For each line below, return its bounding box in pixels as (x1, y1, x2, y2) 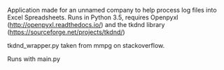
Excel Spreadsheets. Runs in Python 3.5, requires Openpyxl (7, 13, 178, 21)
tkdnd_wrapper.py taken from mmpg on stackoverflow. (7, 42, 165, 49)
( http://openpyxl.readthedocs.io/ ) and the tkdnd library (7, 21, 165, 28)
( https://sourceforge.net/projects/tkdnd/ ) (7, 28, 125, 36)
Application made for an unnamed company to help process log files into (7, 6, 217, 14)
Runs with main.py (7, 55, 61, 63)
